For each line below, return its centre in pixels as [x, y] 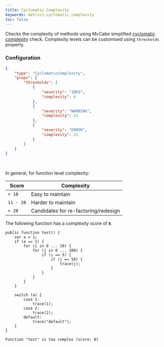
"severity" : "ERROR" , [64, 130]
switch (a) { [28, 295]
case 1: [31, 300]
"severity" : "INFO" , [63, 92]
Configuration [23, 58]
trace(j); [70, 264]
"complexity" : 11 [60, 116]
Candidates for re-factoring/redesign [76, 211]
